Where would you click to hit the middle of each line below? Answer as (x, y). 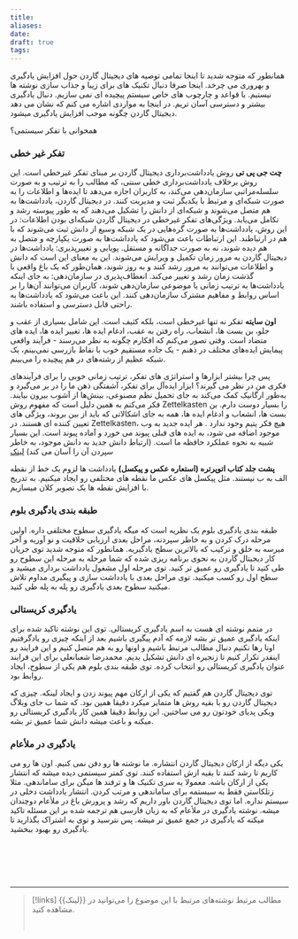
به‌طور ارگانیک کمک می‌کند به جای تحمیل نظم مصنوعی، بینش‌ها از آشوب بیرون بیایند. (148, 395)
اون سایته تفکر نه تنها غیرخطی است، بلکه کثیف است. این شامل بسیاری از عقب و (143, 322)
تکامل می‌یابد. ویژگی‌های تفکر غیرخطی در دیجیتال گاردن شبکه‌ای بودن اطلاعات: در (145, 220)
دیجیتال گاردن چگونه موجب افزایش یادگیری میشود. (94, 113)
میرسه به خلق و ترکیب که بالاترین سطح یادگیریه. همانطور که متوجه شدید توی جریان (148, 548)
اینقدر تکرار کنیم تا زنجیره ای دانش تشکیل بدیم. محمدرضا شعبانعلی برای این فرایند (145, 657)
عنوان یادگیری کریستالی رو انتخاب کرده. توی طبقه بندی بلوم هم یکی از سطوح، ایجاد (148, 666)
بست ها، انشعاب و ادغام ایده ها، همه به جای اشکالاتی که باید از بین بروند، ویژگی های (148, 414)
